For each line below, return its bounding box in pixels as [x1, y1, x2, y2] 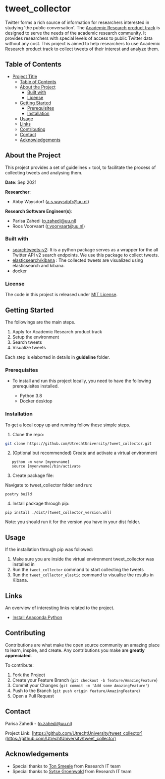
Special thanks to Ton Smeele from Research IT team [12, 763, 121, 769]
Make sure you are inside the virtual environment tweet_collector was [12, 556, 155, 562]
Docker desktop [19, 398, 53, 404]
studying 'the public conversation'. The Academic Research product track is [5, 24, 160, 30]
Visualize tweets [12, 344, 46, 350]
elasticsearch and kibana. [12, 262, 65, 268]
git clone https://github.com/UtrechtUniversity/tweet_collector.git [5, 441, 152, 446]
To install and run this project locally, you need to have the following [12, 378, 151, 384]
